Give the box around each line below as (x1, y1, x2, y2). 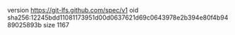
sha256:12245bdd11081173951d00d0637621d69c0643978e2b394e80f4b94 (7, 13, 229, 22)
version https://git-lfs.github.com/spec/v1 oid (7, 6, 139, 14)
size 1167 (43, 21, 69, 29)
